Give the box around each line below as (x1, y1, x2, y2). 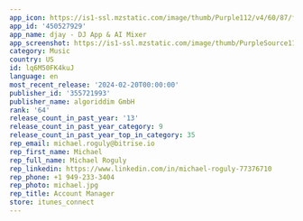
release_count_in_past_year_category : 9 (9, 123, 164, 132)
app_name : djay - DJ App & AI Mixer (9, 30, 147, 39)
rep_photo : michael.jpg (9, 181, 99, 190)
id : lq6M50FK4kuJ (9, 64, 75, 73)
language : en (9, 72, 59, 81)
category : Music (9, 47, 70, 56)
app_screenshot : (9, 38, 70, 48)
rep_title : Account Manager (9, 189, 115, 198)
